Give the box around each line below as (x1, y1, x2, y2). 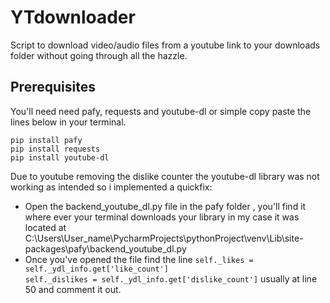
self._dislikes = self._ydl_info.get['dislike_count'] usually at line (24, 272, 318, 285)
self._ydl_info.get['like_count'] (24, 264, 169, 274)
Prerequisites (10, 79, 96, 96)
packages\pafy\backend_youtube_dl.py (24, 242, 187, 255)
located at (24, 221, 67, 233)
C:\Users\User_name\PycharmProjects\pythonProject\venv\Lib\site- (24, 232, 304, 244)
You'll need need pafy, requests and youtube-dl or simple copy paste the (10, 105, 312, 117)
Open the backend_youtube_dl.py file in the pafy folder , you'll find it (24, 200, 307, 212)
